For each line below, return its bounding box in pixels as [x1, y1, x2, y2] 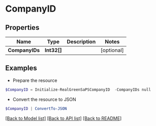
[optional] [101, 47, 124, 54]
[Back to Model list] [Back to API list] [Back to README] [5, 115, 122, 121]
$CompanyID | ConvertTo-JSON [5, 106, 67, 111]
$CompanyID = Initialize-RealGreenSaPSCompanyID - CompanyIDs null [5, 87, 151, 92]
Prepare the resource [12, 77, 57, 83]
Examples [5, 64, 37, 72]
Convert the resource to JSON [12, 96, 76, 102]
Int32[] [45, 47, 62, 54]
